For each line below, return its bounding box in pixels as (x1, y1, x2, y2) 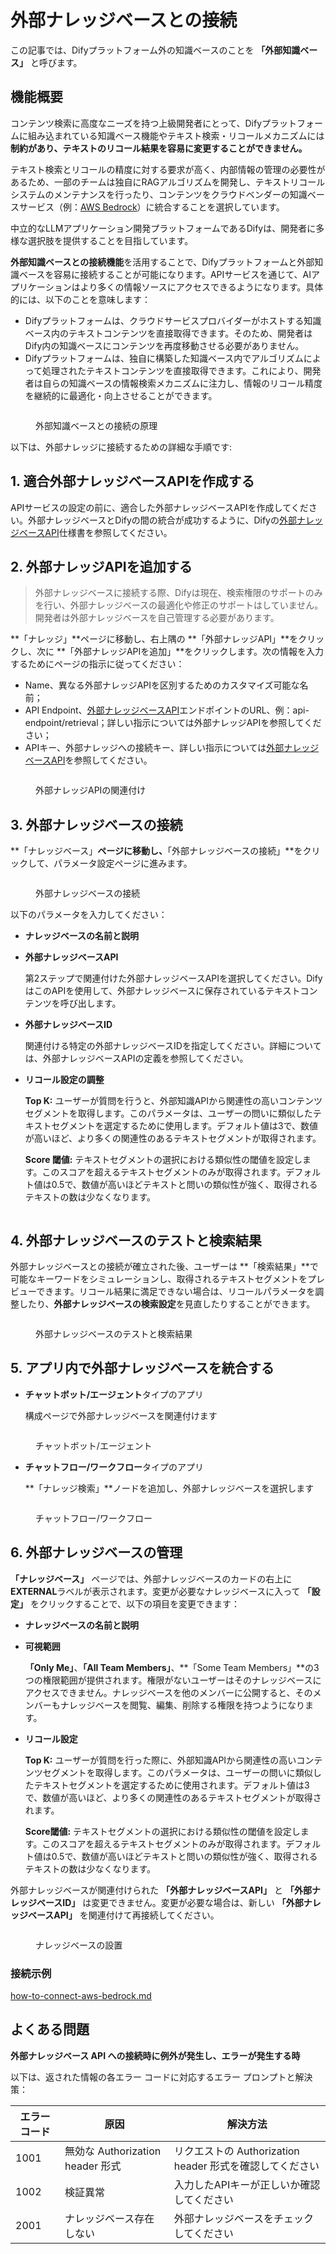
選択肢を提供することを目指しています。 (27, 234, 194, 246)
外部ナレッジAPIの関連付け (35, 784, 147, 796)
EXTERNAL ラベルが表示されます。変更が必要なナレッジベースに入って (10, 1585, 301, 1597)
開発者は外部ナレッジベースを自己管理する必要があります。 (34, 612, 280, 624)
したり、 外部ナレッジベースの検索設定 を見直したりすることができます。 (18, 1298, 316, 1310)
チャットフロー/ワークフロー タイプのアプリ (24, 1461, 205, 1473)
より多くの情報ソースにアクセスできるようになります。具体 (79, 281, 324, 293)
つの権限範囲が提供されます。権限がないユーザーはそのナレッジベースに (24, 1674, 322, 1686)
